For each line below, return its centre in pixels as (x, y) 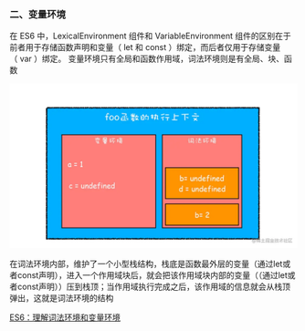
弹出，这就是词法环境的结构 (62, 297)
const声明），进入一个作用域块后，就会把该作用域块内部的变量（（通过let (152, 274)
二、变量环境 (38, 14)
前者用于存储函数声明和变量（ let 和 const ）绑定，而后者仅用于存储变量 (145, 47)
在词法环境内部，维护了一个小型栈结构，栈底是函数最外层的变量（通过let (146, 264)
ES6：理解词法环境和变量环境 (65, 317)
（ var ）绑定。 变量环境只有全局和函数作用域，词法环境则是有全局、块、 (147, 59)
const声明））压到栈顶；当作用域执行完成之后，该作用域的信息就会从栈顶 (153, 286)
